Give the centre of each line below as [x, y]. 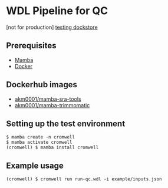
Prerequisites [31, 46]
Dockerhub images [42, 85]
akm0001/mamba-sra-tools [48, 99]
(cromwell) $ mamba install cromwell [52, 148]
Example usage [35, 165]
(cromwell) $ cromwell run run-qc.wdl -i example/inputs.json [84, 179]
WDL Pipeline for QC [57, 11]
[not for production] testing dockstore [52, 27]
